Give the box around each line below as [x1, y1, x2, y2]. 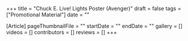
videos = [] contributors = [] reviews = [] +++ [6, 29, 118, 36]
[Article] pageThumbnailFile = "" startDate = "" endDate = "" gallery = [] [6, 23, 183, 29]
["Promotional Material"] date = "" [6, 11, 90, 18]
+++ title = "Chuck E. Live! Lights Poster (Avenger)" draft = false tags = [6, 5, 181, 12]
